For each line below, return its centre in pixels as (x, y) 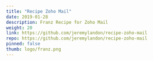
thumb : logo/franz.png (34, 49)
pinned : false (23, 44)
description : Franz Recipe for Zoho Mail (57, 22)
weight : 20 (19, 28)
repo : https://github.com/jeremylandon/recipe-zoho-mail (77, 38)
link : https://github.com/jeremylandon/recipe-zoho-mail (77, 33)
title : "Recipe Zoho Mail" (39, 11)
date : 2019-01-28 (27, 17)
